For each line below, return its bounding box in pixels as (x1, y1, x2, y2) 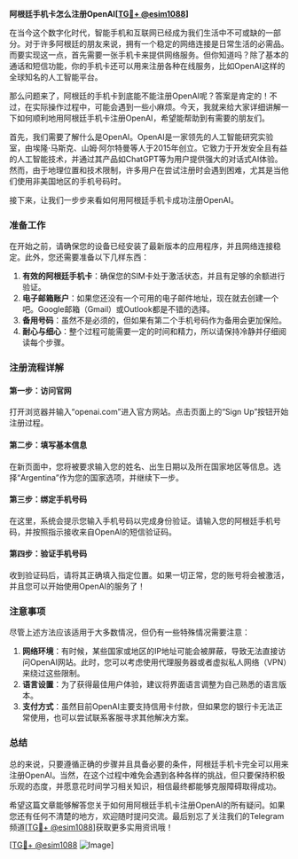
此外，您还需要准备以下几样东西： (24, 252, 149, 262)
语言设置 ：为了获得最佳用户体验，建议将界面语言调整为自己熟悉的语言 (21, 679, 279, 690)
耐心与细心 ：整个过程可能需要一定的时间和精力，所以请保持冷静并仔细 (21, 326, 279, 337)
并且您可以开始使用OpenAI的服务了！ (9, 581, 146, 592)
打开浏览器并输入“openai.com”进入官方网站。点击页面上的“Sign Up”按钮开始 (9, 407, 289, 418)
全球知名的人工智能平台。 (9, 72, 103, 82)
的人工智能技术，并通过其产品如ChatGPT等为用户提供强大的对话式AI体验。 (9, 154, 283, 164)
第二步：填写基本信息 (9, 440, 87, 450)
